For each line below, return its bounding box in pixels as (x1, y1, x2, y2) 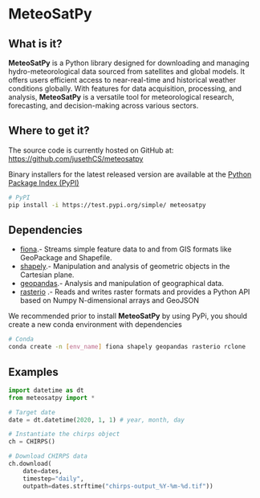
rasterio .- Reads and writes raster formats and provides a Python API (19, 287, 250, 297)
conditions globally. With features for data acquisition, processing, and (8, 84, 242, 93)
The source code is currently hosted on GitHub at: (8, 145, 174, 155)
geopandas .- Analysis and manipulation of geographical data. (19, 279, 225, 288)
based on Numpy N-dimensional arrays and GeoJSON (19, 296, 199, 305)
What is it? (8, 37, 63, 51)
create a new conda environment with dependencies (8, 320, 182, 329)
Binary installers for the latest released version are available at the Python (8, 169, 252, 179)
